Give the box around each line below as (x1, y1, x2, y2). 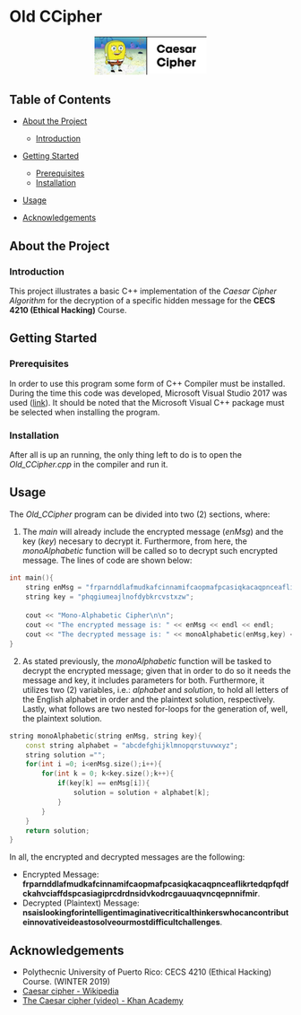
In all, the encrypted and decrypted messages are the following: (9, 852, 245, 862)
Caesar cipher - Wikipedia (21, 985, 119, 997)
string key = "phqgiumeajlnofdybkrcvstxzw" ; (25, 592, 194, 601)
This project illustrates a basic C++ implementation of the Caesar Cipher (9, 285, 278, 297)
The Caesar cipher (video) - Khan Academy (21, 995, 184, 1006)
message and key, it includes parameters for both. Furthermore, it (21, 675, 265, 686)
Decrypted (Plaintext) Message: (21, 897, 141, 908)
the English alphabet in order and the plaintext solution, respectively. (21, 694, 276, 704)
